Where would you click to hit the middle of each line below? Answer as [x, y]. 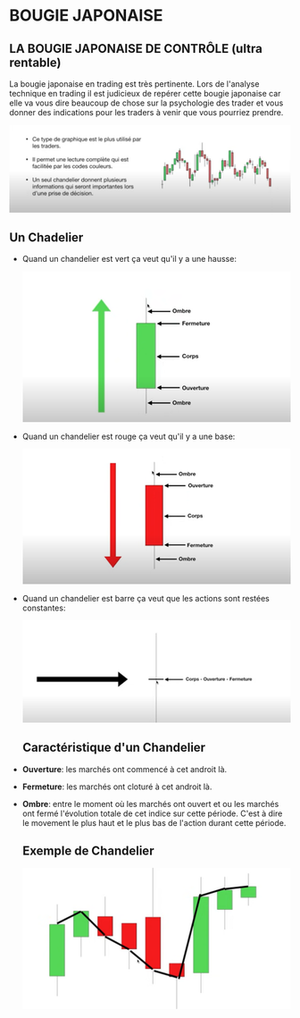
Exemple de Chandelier [88, 851]
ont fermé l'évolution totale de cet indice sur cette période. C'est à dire [152, 813]
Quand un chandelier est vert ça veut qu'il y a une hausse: [129, 259]
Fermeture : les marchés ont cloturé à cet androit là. [117, 787]
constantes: [44, 608]
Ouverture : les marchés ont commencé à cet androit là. [125, 769]
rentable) [35, 62]
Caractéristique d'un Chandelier [114, 748]
